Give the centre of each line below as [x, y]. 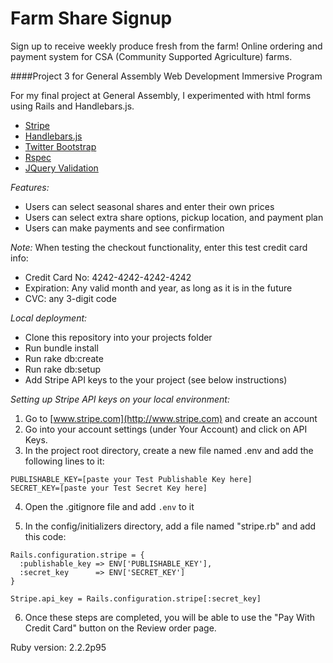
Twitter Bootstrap [60, 146]
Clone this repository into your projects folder [118, 337]
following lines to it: [64, 461]
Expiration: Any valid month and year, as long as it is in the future [158, 288]
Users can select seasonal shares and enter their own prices [149, 206]
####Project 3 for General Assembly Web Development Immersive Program [166, 76]
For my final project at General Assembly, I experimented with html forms [161, 95]
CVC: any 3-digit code [70, 298]
